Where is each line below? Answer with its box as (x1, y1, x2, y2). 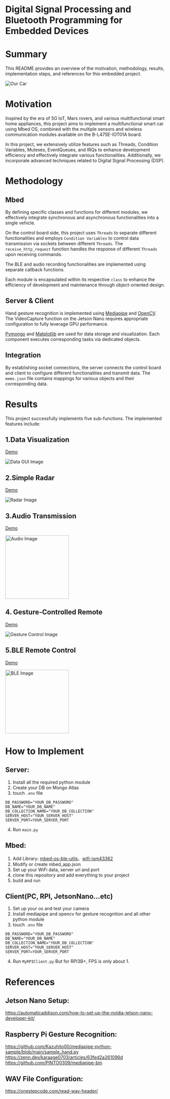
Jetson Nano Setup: (5, 996, 70, 1005)
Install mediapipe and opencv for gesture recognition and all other (12, 911, 151, 917)
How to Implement (5, 745, 84, 757)
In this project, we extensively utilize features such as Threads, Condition (5, 141, 158, 148)
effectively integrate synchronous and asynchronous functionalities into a (5, 215, 159, 221)
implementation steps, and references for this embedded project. (5, 71, 142, 77)
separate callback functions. (5, 267, 65, 273)
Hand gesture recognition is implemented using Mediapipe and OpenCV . (5, 310, 156, 316)
